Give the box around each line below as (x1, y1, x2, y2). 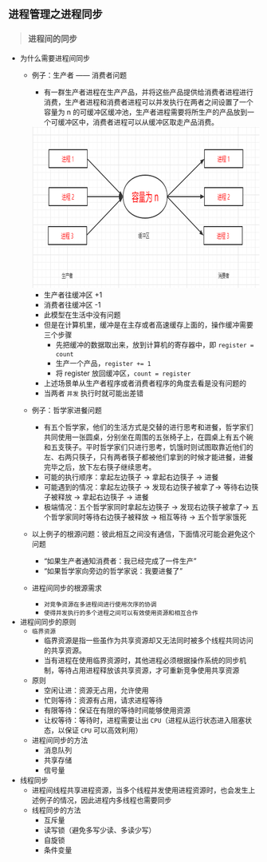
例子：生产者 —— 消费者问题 (31, 70, 128, 80)
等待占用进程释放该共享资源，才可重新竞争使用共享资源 (57, 665, 240, 675)
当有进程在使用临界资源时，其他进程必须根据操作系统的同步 (43, 655, 240, 665)
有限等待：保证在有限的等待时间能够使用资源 (43, 705, 191, 715)
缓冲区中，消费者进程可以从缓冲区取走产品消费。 (57, 117, 219, 126)
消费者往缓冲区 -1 (43, 300, 101, 309)
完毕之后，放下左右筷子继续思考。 (43, 462, 156, 471)
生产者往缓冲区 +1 (43, 290, 103, 300)
